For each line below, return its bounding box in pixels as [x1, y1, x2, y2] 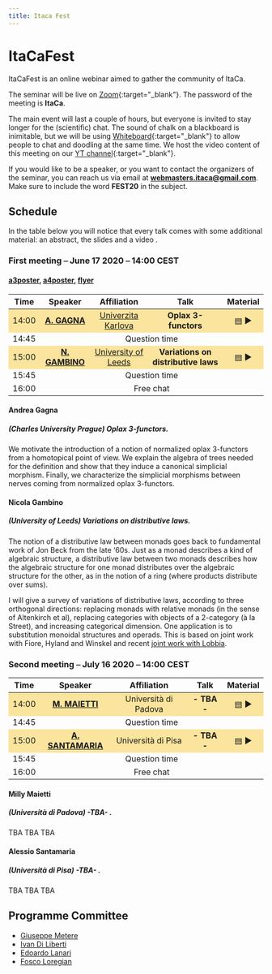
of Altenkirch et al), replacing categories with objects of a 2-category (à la [8, 612, 256, 622]
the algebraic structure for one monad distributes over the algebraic [8, 562, 235, 572]
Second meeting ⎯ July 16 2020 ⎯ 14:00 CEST [8, 658, 190, 670]
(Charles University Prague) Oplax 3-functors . [8, 424, 168, 433]
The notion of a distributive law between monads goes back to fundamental [8, 537, 261, 546]
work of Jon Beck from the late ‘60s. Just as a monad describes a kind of [8, 545, 253, 554]
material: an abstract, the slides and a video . [8, 235, 158, 244]
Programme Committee [8, 909, 129, 923]
